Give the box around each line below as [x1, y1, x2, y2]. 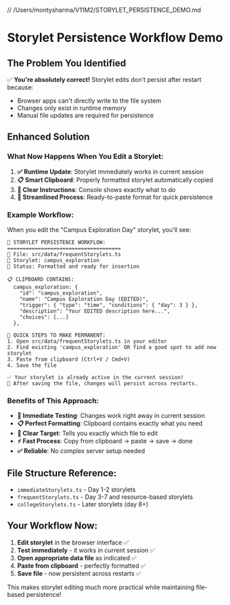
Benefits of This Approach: [7, 396, 100, 405]
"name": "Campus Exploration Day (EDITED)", [19, 295, 149, 302]
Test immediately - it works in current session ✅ [16, 546, 156, 554]
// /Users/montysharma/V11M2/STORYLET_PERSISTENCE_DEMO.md [7, 6, 201, 14]
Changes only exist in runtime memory [16, 104, 127, 112]
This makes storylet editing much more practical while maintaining [7, 583, 195, 591]
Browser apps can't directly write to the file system [16, 96, 161, 105]
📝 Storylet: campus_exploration [7, 257, 100, 264]
